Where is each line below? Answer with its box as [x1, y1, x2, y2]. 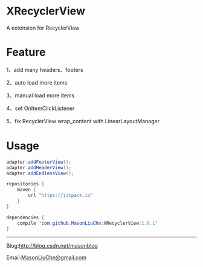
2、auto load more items [6, 79, 68, 86]
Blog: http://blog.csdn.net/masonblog [6, 242, 98, 249]
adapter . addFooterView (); [6, 159, 71, 165]
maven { [17, 187, 36, 193]
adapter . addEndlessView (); [6, 170, 74, 176]
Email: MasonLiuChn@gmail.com [6, 254, 86, 261]
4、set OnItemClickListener [6, 105, 75, 112]
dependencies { [6, 214, 45, 220]
